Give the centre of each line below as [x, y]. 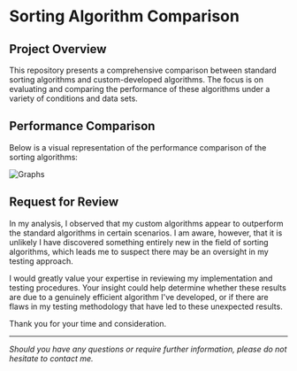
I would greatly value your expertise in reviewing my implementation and [141, 278]
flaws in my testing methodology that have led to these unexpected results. [146, 306]
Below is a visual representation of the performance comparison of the [138, 147]
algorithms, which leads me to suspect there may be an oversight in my [139, 251]
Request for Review [64, 202]
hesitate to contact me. [52, 358]
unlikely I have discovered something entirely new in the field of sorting [139, 242]
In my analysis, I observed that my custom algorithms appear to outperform [147, 223]
